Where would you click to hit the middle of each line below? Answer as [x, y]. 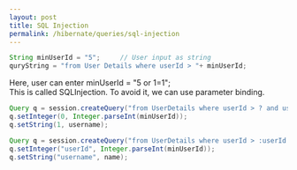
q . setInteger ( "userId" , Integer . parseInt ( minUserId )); [112, 149]
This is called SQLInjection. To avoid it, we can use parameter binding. [137, 92]
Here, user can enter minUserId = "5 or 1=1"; [90, 83]
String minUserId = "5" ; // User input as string [110, 58]
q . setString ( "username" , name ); [69, 157]
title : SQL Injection [49, 26]
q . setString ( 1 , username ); [59, 124]
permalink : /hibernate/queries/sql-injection [94, 33]
